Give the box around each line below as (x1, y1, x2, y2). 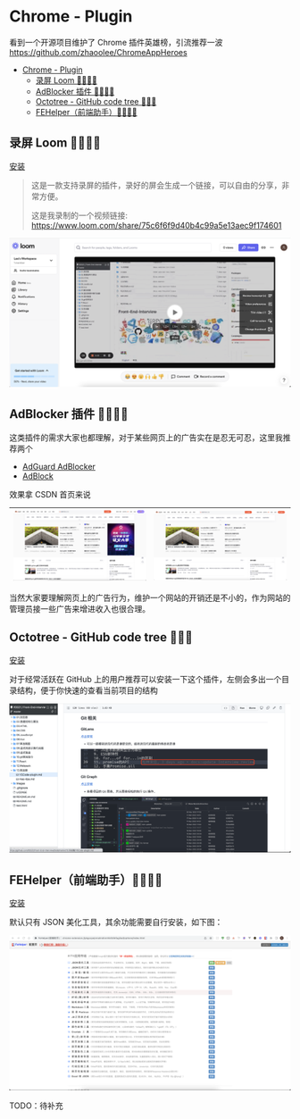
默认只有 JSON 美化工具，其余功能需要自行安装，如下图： (9, 916, 223, 927)
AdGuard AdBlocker (21, 461, 96, 472)
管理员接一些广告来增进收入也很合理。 (9, 604, 150, 614)
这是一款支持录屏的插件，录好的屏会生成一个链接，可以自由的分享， (30, 180, 282, 190)
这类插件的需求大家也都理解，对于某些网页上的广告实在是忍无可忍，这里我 (9, 431, 283, 443)
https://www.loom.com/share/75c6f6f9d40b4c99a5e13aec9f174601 (30, 220, 282, 230)
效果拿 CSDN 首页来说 (9, 489, 91, 499)
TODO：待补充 (9, 1100, 64, 1111)
